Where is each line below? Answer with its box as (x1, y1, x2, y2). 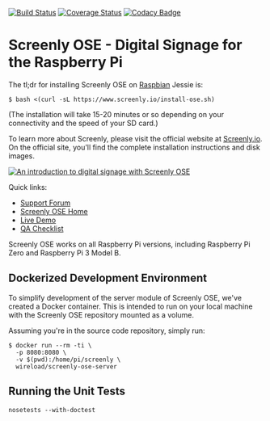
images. (8, 150, 35, 161)
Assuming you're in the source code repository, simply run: (8, 326, 205, 335)
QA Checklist (19, 223, 64, 234)
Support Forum (19, 198, 71, 208)
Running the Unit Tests (8, 385, 126, 398)
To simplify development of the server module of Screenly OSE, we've (8, 293, 243, 302)
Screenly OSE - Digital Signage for (8, 36, 243, 54)
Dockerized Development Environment (8, 272, 208, 285)
